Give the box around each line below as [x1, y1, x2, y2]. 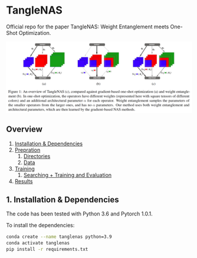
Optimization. [18, 29, 51, 36]
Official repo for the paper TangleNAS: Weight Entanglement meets [6, 23, 169, 30]
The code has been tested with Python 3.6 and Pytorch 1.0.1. [6, 210, 153, 217]
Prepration [14, 146, 41, 154]
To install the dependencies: [6, 222, 75, 229]
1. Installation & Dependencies [6, 195, 119, 205]
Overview [6, 125, 43, 135]
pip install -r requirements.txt [6, 246, 88, 253]
